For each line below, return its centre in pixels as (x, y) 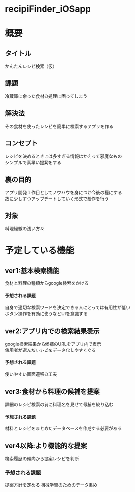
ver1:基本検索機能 (32, 270)
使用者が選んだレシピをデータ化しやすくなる (51, 350)
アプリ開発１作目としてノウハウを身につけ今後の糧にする (64, 193)
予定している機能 (40, 250)
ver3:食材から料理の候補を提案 (52, 391)
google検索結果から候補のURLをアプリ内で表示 (53, 344)
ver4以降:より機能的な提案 (46, 446)
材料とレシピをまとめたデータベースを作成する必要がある (64, 428)
